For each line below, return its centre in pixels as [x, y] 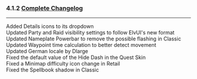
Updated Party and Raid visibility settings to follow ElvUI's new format [90, 33]
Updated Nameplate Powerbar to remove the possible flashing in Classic [94, 39]
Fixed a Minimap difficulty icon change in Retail [63, 64]
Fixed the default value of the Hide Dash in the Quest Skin [76, 57]
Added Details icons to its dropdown [50, 26]
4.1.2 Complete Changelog [45, 8]
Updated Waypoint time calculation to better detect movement [81, 45]
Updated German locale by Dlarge [47, 51]
